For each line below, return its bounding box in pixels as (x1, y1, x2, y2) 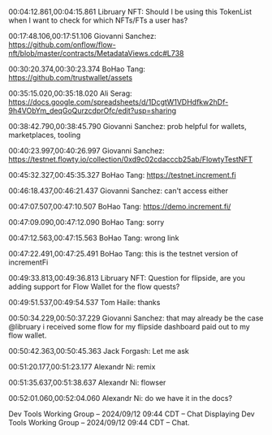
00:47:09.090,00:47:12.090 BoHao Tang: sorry (8, 217, 165, 226)
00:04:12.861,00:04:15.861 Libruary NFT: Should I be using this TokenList (8, 7, 253, 16)
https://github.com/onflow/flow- (8, 40, 116, 50)
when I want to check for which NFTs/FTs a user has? (8, 15, 188, 25)
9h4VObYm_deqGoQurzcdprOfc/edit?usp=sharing (8, 106, 177, 115)
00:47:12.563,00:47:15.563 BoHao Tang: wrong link (8, 233, 179, 243)
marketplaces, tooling (8, 130, 81, 140)
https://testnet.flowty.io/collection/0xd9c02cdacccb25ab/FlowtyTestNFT (8, 154, 253, 164)
